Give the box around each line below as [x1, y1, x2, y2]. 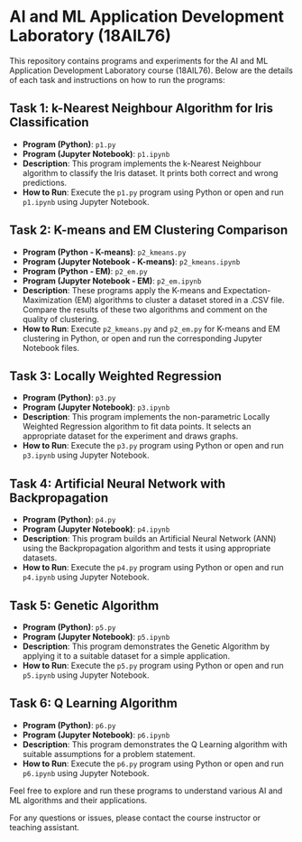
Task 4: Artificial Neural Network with [9, 476, 226, 491]
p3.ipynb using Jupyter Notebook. [22, 449, 150, 461]
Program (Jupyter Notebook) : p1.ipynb [22, 148, 170, 159]
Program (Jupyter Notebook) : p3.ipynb [22, 402, 170, 412]
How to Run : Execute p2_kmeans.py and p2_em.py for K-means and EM [22, 323, 281, 334]
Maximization [22, 294, 73, 305]
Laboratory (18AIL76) [9, 25, 171, 46]
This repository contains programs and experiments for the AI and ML [9, 55, 269, 66]
